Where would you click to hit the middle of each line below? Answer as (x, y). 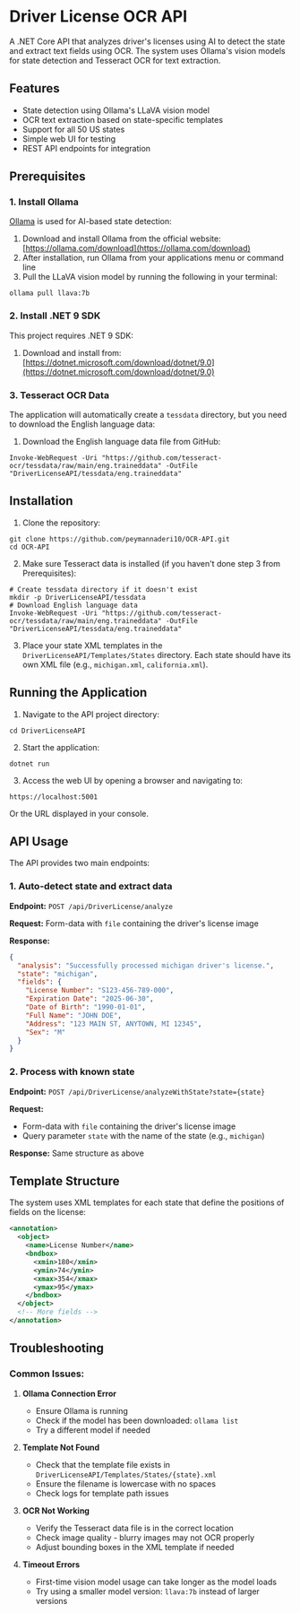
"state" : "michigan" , (58, 974)
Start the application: (61, 747)
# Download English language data (74, 605)
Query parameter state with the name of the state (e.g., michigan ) (144, 1135)
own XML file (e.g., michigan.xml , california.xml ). (115, 664)
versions (51, 1600)
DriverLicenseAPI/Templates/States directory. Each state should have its (156, 655)
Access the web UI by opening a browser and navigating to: (133, 780)
